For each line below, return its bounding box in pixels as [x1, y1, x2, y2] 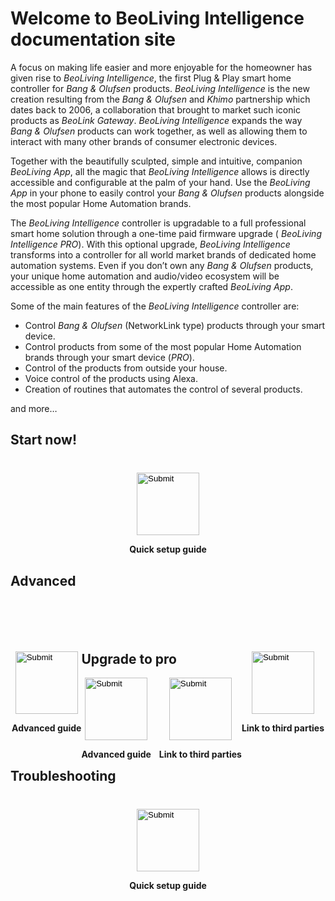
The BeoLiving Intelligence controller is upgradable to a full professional [10, 217, 307, 229]
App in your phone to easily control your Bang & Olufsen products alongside [10, 187, 325, 199]
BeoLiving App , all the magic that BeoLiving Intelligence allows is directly [10, 165, 310, 177]
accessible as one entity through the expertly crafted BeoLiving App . [10, 280, 293, 292]
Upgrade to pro [81, 650, 178, 667]
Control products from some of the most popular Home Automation [24, 340, 302, 352]
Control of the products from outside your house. [24, 362, 228, 374]
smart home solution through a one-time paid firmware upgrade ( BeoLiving [10, 227, 322, 239]
